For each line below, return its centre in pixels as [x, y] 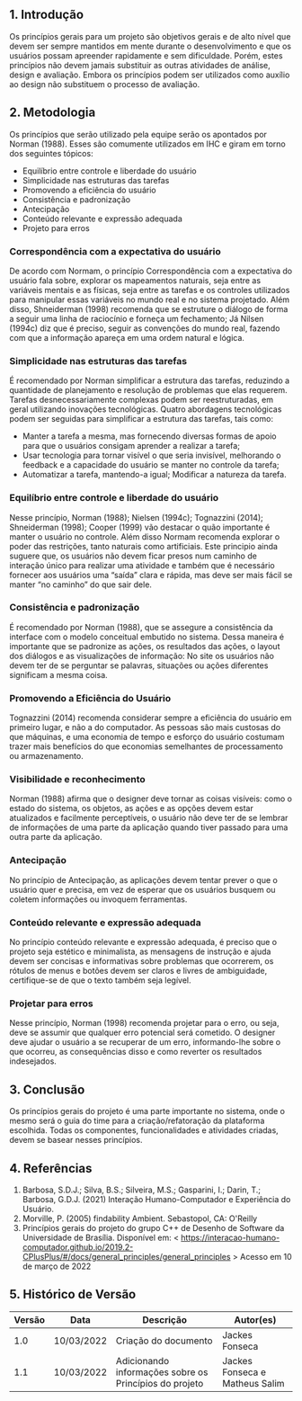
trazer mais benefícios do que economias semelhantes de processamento [146, 746]
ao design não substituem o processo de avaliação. [105, 84]
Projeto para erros [56, 228]
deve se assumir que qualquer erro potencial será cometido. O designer [142, 1032]
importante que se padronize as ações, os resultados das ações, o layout [145, 646]
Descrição [164, 1319]
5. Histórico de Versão [73, 1294]
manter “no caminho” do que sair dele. [81, 584]
